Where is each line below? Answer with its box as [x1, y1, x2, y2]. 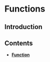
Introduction [4, 23, 43, 31]
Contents [4, 39, 33, 47]
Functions [4, 3, 45, 15]
